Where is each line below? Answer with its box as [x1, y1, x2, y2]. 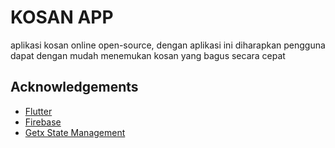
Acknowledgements [10, 79, 139, 96]
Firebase [24, 116, 62, 128]
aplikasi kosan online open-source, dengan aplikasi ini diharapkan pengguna [10, 39, 326, 51]
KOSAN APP [10, 6, 114, 29]
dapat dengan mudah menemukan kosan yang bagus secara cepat [10, 49, 286, 61]
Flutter [24, 105, 53, 117]
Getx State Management [24, 126, 126, 138]
